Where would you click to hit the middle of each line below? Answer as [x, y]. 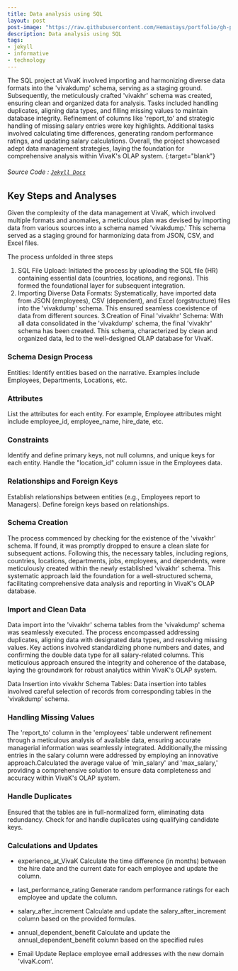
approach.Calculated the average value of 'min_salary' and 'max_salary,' [113, 763]
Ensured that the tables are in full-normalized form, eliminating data [106, 812]
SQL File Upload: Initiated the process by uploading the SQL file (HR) [118, 271]
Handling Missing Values [51, 717]
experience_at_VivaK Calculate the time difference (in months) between [122, 861]
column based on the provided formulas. [77, 919]
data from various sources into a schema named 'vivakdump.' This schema [117, 228]
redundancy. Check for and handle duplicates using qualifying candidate [113, 819]
